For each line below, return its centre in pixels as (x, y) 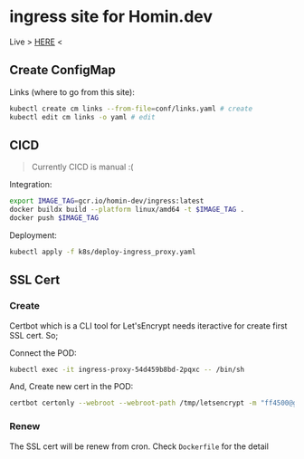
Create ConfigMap (62, 70)
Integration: (31, 185)
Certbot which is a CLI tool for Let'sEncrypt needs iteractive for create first (148, 325)
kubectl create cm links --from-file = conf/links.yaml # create (131, 109)
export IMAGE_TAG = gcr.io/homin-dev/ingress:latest (107, 201)
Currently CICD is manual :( (82, 167)
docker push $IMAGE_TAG (54, 218)
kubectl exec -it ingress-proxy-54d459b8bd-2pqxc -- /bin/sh (127, 369)
